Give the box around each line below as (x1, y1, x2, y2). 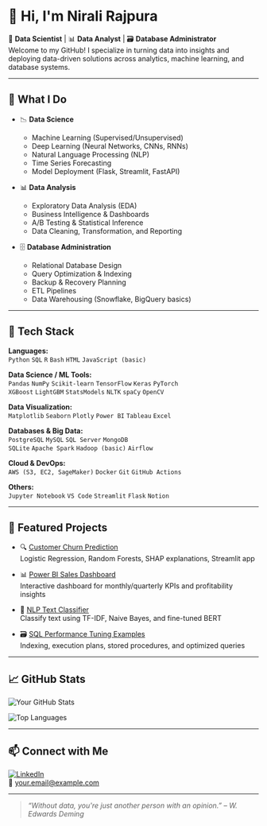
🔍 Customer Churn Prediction (19, 542, 118, 552)
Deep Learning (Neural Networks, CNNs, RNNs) (31, 141, 189, 150)
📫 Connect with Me (8, 744, 109, 758)
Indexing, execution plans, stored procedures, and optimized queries (19, 641, 246, 650)
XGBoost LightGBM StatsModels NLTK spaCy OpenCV (8, 388, 164, 396)
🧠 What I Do (8, 93, 68, 107)
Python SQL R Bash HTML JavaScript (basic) (8, 355, 147, 364)
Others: (8, 482, 34, 491)
